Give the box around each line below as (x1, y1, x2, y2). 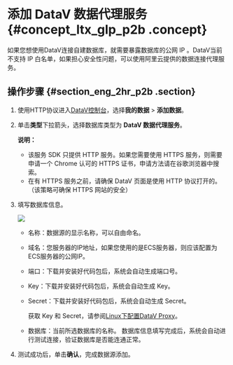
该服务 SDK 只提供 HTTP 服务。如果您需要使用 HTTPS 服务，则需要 (27, 150, 223, 158)
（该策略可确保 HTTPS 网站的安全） (27, 185, 132, 193)
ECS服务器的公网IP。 (27, 252, 89, 260)
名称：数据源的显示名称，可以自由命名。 (27, 228, 145, 237)
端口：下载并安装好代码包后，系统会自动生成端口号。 (27, 267, 182, 275)
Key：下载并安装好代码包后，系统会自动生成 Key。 (27, 282, 174, 290)
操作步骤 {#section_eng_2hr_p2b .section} (7, 85, 196, 98)
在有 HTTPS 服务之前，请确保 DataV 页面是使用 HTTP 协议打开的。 (27, 177, 222, 185)
